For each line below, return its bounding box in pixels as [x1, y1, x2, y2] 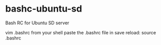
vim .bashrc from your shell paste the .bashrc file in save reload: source [5, 29, 156, 35]
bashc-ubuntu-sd [5, 3, 82, 15]
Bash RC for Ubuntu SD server [5, 20, 70, 26]
